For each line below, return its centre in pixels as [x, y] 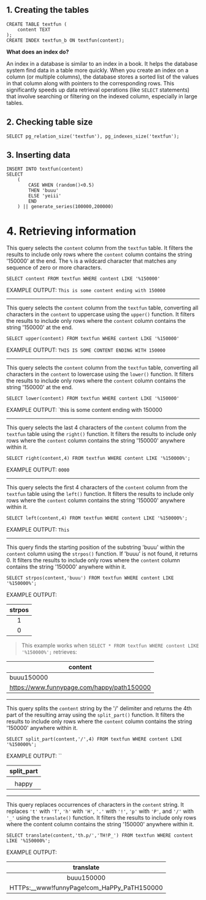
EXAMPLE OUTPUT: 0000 [38, 470]
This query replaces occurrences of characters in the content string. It [95, 805]
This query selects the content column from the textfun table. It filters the [100, 248]
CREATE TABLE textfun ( [37, 24]
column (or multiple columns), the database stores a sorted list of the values [103, 77]
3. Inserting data [38, 155]
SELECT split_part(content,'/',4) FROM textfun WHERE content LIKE [94, 739]
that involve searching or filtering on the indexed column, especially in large [102, 96]
